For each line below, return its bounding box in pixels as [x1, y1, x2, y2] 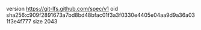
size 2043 [32, 18, 58, 25]
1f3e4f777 [6, 18, 32, 25]
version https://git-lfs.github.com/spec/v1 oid [6, 5, 119, 12]
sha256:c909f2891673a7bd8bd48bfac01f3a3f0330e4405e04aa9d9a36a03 [6, 11, 196, 19]
